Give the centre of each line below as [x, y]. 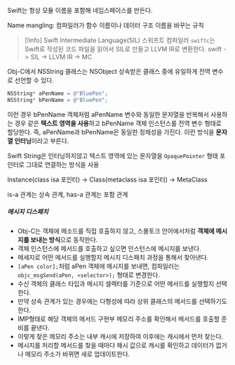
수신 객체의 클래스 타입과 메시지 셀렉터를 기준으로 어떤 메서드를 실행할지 [116, 283]
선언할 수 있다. [34, 80]
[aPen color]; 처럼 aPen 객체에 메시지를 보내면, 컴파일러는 [99, 266]
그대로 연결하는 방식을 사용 [62, 165]
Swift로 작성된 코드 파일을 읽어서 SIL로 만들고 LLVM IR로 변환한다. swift [123, 49]
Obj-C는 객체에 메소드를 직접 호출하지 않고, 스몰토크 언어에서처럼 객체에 [116, 231]
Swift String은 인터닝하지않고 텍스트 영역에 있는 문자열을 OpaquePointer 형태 [113, 155]
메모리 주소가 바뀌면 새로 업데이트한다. [78, 354]
